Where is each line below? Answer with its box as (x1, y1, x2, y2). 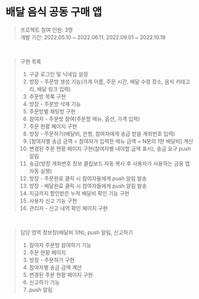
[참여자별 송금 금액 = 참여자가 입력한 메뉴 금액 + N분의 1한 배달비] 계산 (29, 138, 194, 145)
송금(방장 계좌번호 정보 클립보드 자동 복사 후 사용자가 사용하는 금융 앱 (29, 160, 190, 167)
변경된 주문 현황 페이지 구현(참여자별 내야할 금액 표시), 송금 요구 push (29, 145, 191, 152)
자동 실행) (29, 167, 52, 175)
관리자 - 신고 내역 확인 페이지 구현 (29, 204, 108, 211)
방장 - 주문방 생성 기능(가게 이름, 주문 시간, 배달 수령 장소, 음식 (29, 78, 175, 85)
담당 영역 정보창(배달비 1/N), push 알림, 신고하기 (20, 229, 133, 236)
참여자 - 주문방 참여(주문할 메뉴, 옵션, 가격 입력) (29, 115, 141, 122)
